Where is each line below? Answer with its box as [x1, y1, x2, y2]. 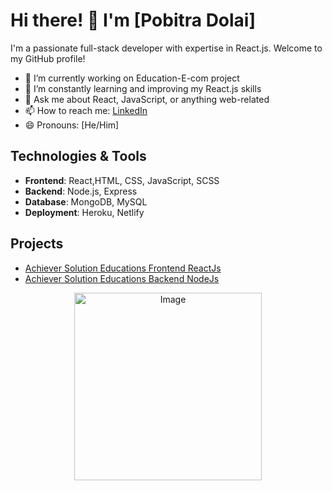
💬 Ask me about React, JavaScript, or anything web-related [24, 93, 270, 105]
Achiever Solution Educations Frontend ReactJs [24, 262, 222, 274]
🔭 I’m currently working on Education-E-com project [24, 72, 240, 84]
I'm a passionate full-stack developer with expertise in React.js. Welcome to [10, 42, 323, 54]
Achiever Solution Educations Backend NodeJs [24, 272, 220, 284]
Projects [10, 235, 64, 253]
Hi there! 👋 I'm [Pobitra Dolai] [10, 9, 257, 32]
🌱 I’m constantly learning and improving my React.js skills [24, 82, 262, 94]
